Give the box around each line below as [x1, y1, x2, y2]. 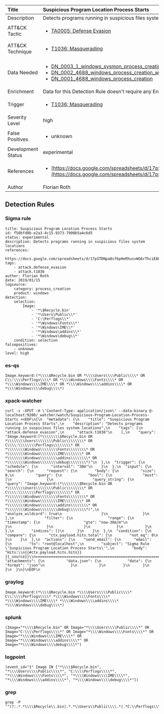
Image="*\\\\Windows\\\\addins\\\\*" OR [5, 637, 89, 643]
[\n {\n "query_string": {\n [5, 477, 134, 482]
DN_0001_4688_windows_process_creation [51, 76, 153, 82]
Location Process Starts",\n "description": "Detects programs [5, 421, 143, 426]
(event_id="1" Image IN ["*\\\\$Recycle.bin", [5, 664, 102, 670]
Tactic [7, 30, 22, 37]
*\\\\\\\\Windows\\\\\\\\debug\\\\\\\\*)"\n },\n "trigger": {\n [5, 460, 145, 465]
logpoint [5, 653, 25, 660]
